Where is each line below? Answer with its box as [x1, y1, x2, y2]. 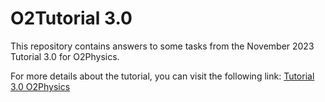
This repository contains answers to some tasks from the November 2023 [10, 40, 315, 52]
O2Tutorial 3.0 [10, 7, 133, 30]
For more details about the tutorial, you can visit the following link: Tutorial [10, 70, 315, 82]
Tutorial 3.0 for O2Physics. [10, 50, 120, 62]
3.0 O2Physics [10, 80, 71, 92]
